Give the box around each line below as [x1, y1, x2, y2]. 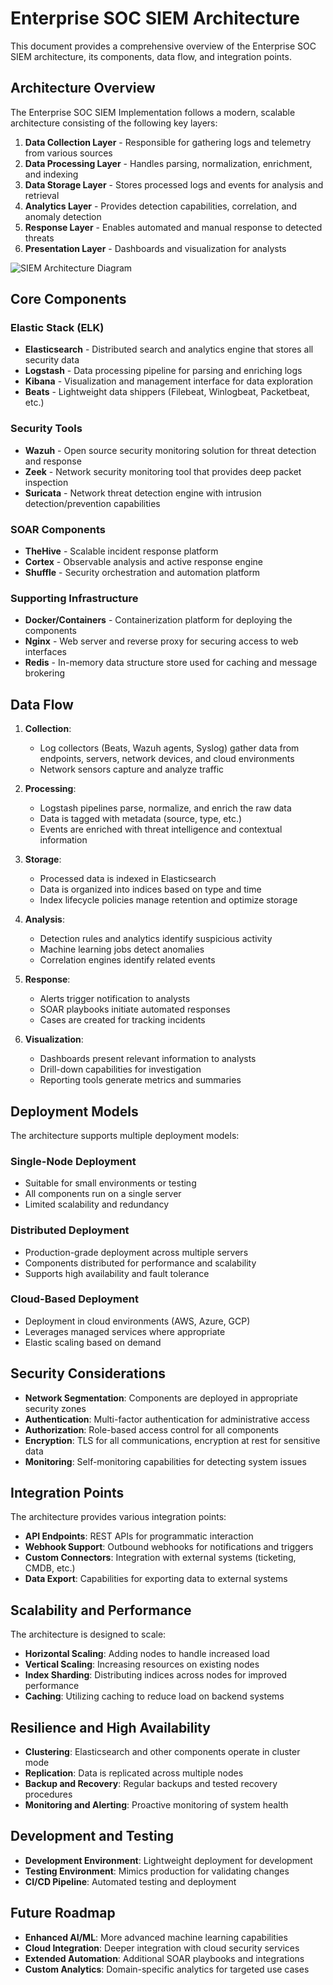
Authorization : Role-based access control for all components [24, 1423, 280, 1436]
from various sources [24, 147, 113, 159]
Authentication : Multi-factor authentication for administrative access [24, 1413, 310, 1425]
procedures [24, 1788, 73, 1801]
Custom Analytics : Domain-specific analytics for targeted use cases [24, 1963, 310, 1975]
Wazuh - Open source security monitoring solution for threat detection [24, 444, 317, 456]
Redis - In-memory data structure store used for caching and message [24, 657, 318, 669]
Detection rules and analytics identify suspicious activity [39, 933, 273, 945]
